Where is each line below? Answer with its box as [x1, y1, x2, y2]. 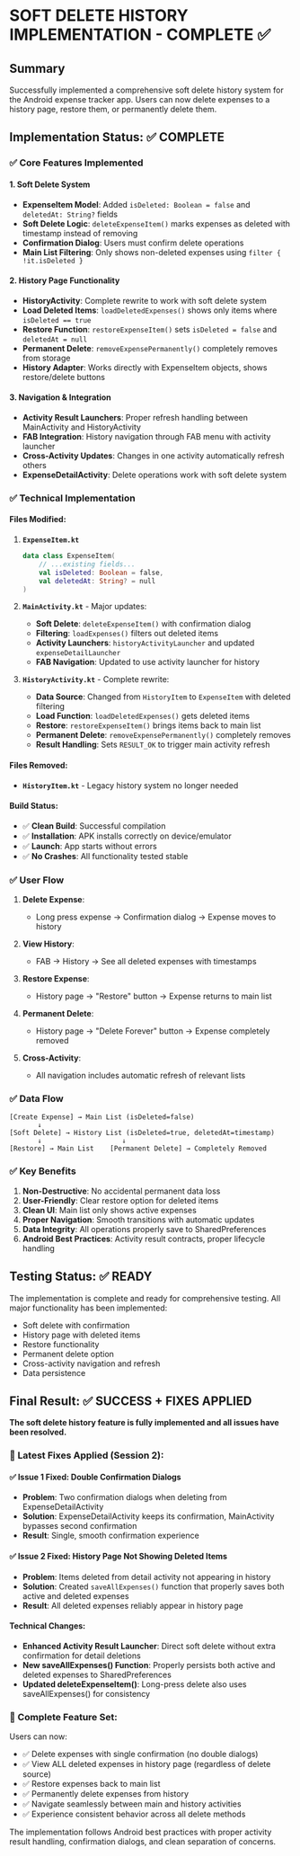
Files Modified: [9, 514, 66, 525]
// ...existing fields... [39, 559, 137, 569]
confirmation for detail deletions [22, 1650, 141, 1661]
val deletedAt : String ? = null [39, 576, 156, 585]
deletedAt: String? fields [22, 209, 119, 219]
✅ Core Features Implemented [9, 156, 144, 169]
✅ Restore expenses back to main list [22, 1779, 161, 1789]
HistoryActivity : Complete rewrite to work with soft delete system [22, 295, 267, 306]
